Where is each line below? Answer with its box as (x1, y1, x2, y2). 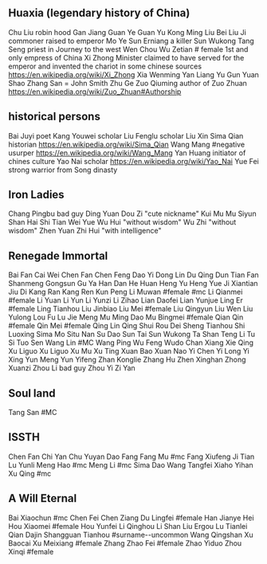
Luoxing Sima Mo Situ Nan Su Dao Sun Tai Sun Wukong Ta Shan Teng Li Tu (8, 330, 256, 339)
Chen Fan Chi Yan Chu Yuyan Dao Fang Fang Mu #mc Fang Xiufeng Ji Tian (8, 452, 255, 461)
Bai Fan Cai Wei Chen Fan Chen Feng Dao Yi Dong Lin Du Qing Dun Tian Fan (8, 270, 259, 280)
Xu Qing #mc (8, 468, 52, 478)
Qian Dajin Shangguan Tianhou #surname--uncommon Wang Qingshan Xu (8, 530, 253, 539)
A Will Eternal (8, 492, 77, 505)
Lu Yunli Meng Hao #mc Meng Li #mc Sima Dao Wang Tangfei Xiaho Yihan (8, 460, 253, 469)
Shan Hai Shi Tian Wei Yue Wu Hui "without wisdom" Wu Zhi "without (8, 217, 237, 227)
